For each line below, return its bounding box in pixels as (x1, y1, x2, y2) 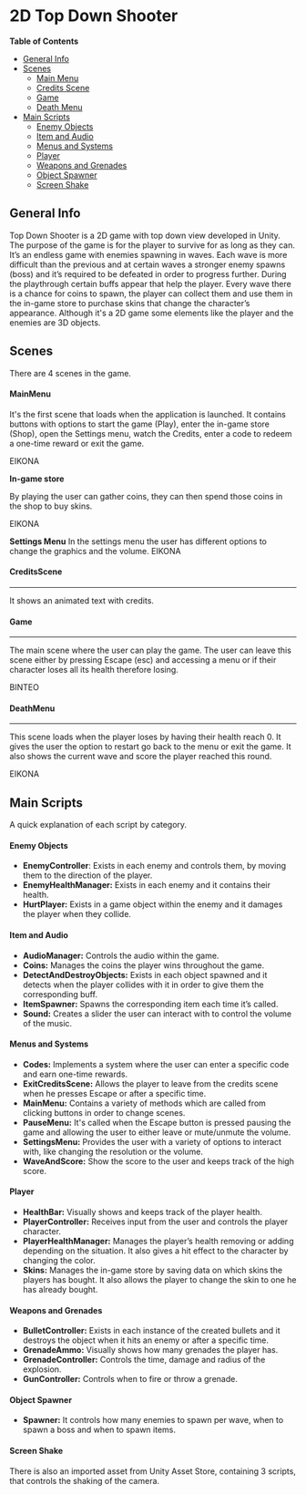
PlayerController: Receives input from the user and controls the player (22, 1216, 289, 1227)
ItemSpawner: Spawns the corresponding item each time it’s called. (22, 998, 279, 1009)
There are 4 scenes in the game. (9, 367, 132, 378)
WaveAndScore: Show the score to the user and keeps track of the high (22, 1155, 294, 1167)
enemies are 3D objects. (9, 316, 101, 328)
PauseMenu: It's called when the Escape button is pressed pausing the (22, 1117, 291, 1128)
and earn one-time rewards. (22, 1068, 128, 1079)
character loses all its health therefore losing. (9, 665, 179, 675)
